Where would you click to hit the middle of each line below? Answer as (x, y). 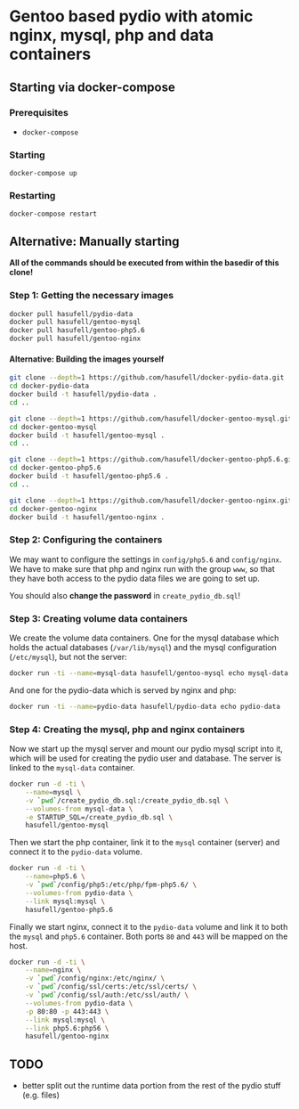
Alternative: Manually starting (94, 241)
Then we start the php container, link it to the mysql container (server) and (145, 843)
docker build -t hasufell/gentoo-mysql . (87, 435)
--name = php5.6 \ (56, 877)
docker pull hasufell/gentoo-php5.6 (77, 330)
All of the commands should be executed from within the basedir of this (144, 263)
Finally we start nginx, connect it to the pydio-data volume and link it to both (149, 926)
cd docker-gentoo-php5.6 (55, 468)
